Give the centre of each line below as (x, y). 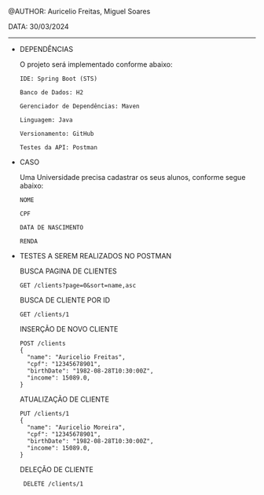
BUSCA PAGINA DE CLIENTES (68, 271)
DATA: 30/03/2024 (38, 26)
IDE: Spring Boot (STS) (59, 79)
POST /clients (42, 343)
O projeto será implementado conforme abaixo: (96, 64)
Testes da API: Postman (59, 148)
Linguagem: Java (46, 120)
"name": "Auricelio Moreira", (76, 427)
